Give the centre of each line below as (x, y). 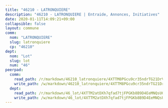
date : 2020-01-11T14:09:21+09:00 (40, 19)
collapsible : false (25, 24)
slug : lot (20, 61)
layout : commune (22, 28)
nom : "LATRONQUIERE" (31, 38)
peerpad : (14, 70)
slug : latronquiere (30, 42)
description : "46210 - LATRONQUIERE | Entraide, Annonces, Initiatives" (82, 14)
